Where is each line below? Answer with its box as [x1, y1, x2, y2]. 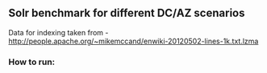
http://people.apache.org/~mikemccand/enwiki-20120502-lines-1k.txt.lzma [8, 36, 259, 46]
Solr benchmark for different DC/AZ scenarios [8, 6, 245, 20]
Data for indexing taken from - [8, 27, 109, 37]
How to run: [8, 56, 56, 67]
